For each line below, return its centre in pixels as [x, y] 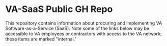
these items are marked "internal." [41, 39]
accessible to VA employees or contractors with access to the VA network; [83, 33]
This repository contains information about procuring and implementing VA [84, 23]
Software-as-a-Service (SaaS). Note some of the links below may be [77, 28]
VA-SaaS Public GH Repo [59, 9]
